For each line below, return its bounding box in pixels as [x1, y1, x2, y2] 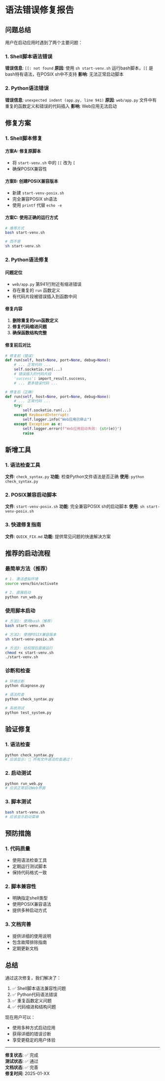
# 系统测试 [5, 706, 25, 711]
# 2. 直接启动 [5, 590, 31, 595]
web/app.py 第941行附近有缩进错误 [12, 281, 82, 287]
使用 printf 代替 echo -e [12, 202, 62, 208]
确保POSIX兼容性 [12, 166, 47, 172]
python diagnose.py [5, 683, 45, 689]
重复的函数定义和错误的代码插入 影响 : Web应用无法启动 [5, 103, 117, 109]
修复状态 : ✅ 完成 [5, 1052, 38, 1058]
